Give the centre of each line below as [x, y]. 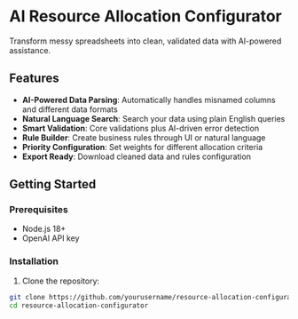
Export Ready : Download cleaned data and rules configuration [136, 156]
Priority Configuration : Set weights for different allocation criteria [142, 147]
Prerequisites [39, 210]
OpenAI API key [51, 238]
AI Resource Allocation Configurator [145, 16]
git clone [27, 297]
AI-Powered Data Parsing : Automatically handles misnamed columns [149, 100]
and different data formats [70, 109]
